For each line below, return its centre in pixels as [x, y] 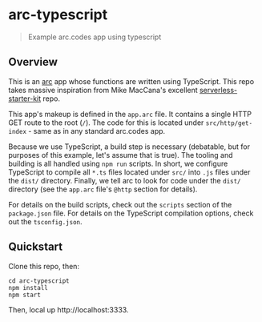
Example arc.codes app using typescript [95, 37]
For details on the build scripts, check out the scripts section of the [120, 204]
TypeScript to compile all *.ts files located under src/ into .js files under [129, 172]
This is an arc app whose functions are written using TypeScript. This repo [131, 81]
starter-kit [25, 99]
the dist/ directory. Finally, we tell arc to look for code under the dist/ [125, 180]
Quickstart [36, 247]
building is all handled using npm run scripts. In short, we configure [118, 163]
